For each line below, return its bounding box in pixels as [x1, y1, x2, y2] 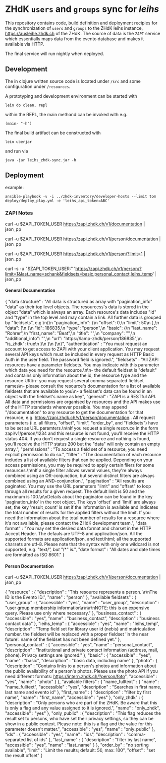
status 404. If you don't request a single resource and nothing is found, [5, 436, 151, 442]
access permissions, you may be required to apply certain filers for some [5, 462, 155, 468]
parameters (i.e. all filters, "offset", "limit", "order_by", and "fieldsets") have [5, 420, 159, 426]
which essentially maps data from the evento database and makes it [5, 36, 144, 42]
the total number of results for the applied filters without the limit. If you [5, 510, 151, 516]
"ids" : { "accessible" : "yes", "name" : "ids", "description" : [5, 731, 125, 738]
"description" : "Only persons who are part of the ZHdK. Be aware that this [5, 700, 158, 706]
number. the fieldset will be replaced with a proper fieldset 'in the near [5, 631, 149, 637]
